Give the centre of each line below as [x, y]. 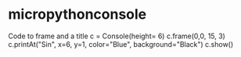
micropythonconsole [77, 14]
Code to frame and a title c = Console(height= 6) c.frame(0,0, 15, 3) [117, 36]
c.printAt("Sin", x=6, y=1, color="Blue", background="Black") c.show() [121, 44]
